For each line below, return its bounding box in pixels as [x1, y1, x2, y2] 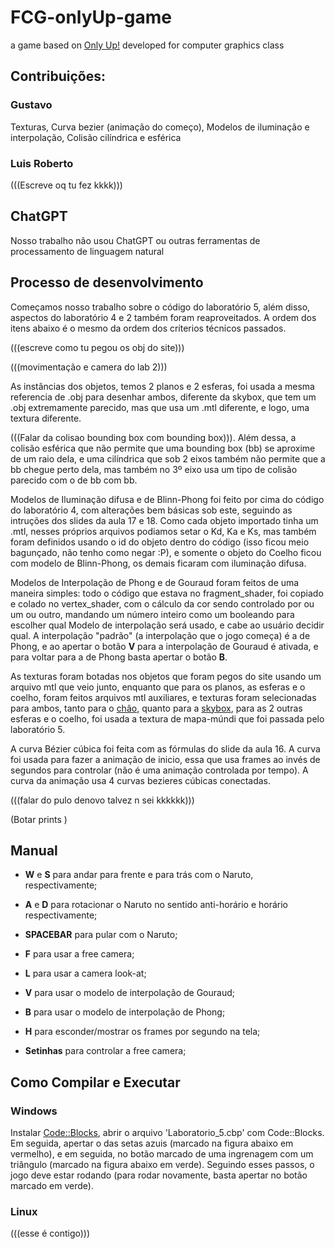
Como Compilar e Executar [10, 1074, 181, 1091]
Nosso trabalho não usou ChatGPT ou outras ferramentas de [10, 234, 261, 246]
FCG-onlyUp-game [10, 6, 173, 29]
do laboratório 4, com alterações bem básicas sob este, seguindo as [10, 504, 293, 516]
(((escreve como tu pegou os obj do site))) [10, 341, 185, 353]
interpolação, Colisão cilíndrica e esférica [10, 131, 182, 143]
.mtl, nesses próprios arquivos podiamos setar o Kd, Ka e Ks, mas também [10, 525, 317, 537]
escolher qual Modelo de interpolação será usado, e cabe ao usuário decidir [10, 619, 325, 631]
